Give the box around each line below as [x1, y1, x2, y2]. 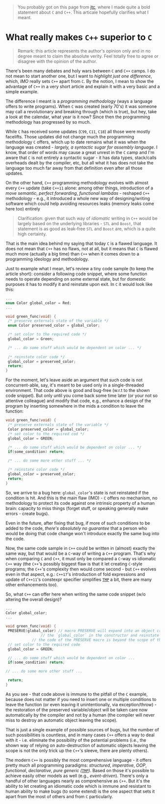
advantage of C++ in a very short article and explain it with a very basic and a [5, 83, 160, 89]
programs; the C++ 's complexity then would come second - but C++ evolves [5, 566, 156, 572]
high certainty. [17, 231, 47, 237]
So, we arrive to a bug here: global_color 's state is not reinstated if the [5, 490, 149, 495]
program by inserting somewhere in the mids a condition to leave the [5, 403, 144, 409]
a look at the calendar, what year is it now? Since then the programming [5, 114, 150, 120]
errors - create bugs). [5, 510, 49, 517]
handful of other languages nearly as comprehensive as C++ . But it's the [5, 778, 150, 784]
